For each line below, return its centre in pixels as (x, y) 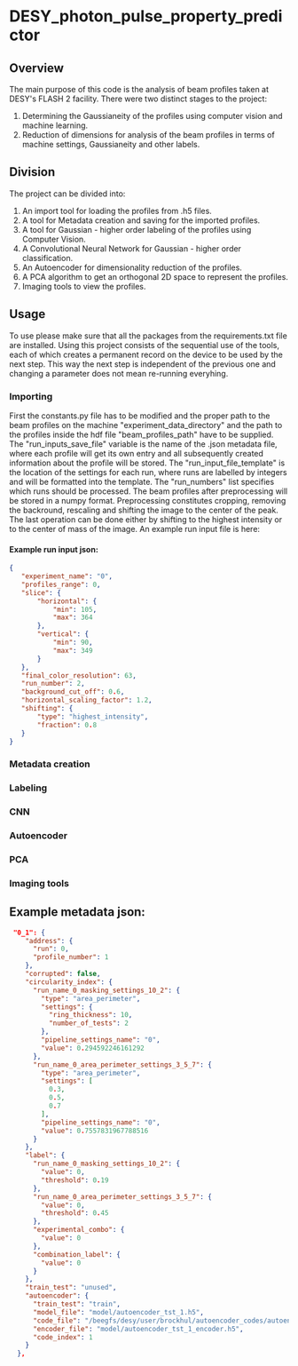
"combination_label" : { (77, 1254)
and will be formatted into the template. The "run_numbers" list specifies (142, 481)
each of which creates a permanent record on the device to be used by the (146, 354)
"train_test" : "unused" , (71, 1288)
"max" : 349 (73, 650)
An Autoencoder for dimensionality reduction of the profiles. (132, 267)
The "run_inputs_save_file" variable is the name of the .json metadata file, (143, 444)
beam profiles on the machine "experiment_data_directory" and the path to (146, 425)
